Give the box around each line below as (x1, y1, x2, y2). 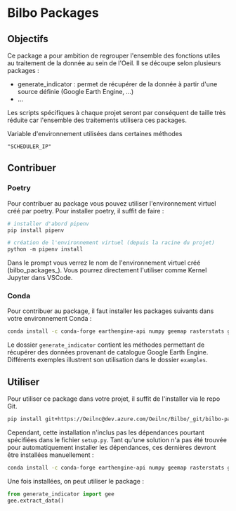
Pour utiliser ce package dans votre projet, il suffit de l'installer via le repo (7, 394, 221, 403)
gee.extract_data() (7, 497, 65, 504)
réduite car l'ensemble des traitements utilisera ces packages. (7, 116, 188, 124)
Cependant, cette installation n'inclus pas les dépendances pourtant (7, 428, 205, 437)
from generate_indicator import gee (7, 490, 114, 498)
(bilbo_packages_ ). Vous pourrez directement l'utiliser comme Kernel (7, 266, 207, 274)
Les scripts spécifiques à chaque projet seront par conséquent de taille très (7, 109, 226, 117)
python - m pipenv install (7, 246, 83, 253)
